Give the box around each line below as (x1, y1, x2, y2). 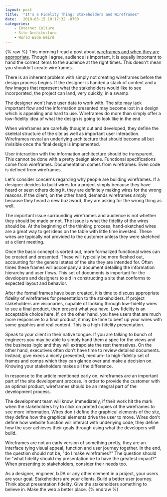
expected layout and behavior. (5, 280, 67, 286)
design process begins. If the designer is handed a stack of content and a (5, 79, 157, 85)
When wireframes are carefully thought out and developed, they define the (5, 125, 159, 131)
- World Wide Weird (14, 35, 55, 40)
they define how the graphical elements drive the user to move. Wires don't (5, 414, 161, 420)
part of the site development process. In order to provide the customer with (5, 378, 160, 384)
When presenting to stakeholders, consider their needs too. (5, 461, 128, 467)
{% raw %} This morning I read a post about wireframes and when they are (5, 48, 160, 55)
